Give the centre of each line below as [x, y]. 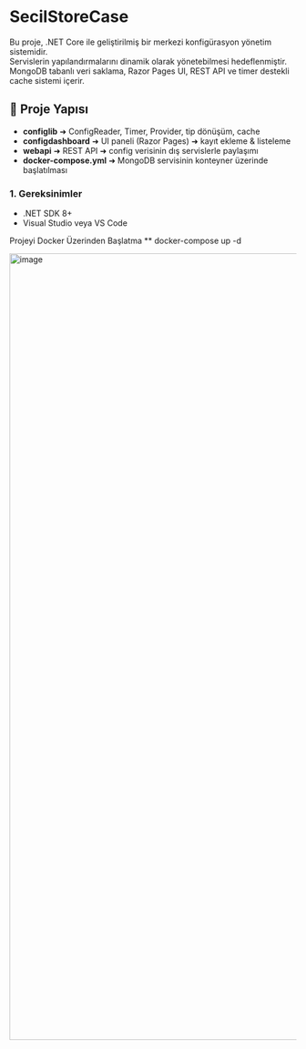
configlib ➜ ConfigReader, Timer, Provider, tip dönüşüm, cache [141, 131]
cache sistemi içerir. [47, 80]
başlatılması [45, 169]
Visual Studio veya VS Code [75, 223]
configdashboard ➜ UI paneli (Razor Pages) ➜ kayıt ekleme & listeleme [157, 141]
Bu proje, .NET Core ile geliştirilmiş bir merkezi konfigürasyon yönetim [140, 42]
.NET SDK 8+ [47, 214]
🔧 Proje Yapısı [49, 110]
